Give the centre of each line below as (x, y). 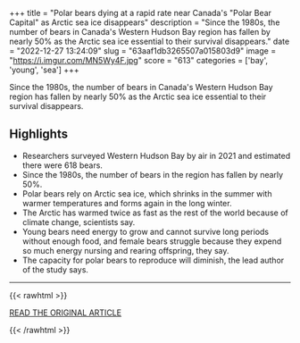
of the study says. (55, 269)
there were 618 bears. (62, 165)
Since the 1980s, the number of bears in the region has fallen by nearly (153, 174)
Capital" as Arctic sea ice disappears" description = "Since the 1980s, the (145, 22)
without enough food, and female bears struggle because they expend (152, 241)
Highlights (39, 134)
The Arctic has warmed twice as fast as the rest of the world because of (155, 213)
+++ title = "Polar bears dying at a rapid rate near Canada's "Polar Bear (141, 13)
